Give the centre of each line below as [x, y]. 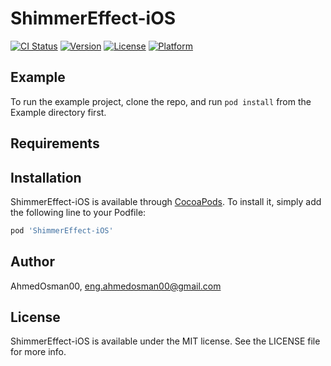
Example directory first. [58, 112]
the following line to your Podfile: [78, 212]
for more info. [38, 352]
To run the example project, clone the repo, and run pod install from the [161, 101]
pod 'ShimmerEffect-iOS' [62, 230]
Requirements [55, 143]
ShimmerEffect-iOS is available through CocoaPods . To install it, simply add [166, 201]
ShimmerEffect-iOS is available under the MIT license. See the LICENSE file [165, 341]
